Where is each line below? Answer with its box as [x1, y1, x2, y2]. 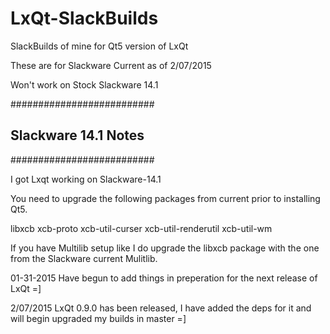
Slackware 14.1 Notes [10, 127, 145, 144]
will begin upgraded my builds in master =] [10, 312, 187, 324]
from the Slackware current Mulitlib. [10, 252, 158, 264]
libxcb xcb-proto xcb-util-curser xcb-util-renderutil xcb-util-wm [10, 222, 273, 234]
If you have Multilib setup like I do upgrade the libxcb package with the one [10, 242, 320, 254]
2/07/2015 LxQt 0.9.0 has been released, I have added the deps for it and [10, 302, 312, 314]
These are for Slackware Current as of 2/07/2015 [10, 59, 212, 71]
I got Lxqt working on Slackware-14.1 [10, 173, 162, 185]
